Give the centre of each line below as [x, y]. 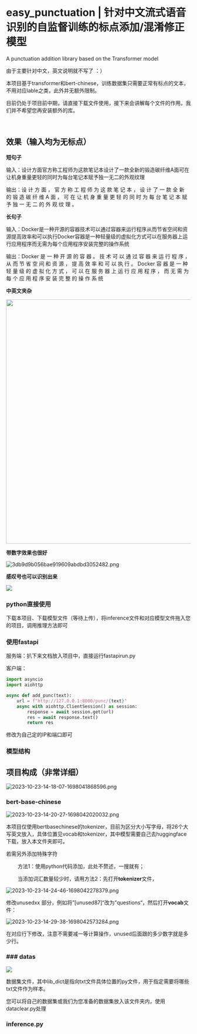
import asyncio [25, 680]
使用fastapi [22, 642]
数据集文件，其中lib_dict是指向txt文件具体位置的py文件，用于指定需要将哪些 [98, 981]
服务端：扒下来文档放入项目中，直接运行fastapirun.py [71, 656]
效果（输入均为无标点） [48, 142]
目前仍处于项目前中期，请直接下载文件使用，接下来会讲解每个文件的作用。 [96, 103]
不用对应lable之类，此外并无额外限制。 [53, 90]
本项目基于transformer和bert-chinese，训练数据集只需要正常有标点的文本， [98, 83]
